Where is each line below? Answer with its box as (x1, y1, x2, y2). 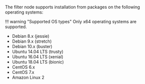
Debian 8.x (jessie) (12, 34, 50, 39)
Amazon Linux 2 (12, 75, 44, 80)
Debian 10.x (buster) (12, 44, 53, 49)
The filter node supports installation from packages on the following (5, 4, 140, 10)
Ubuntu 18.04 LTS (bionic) (12, 59, 64, 65)
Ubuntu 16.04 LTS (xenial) (12, 54, 64, 60)
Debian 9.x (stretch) (12, 38, 52, 44)
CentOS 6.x (12, 64, 35, 70)
